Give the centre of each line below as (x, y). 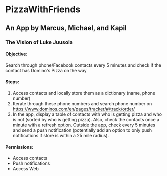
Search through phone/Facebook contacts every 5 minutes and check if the (83, 65)
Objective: (16, 54)
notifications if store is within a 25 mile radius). (61, 135)
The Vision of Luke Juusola (39, 42)
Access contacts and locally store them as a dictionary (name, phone (84, 93)
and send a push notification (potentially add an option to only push (82, 130)
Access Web (26, 169)
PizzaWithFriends (43, 9)
